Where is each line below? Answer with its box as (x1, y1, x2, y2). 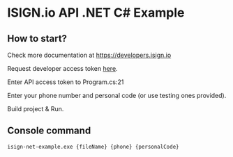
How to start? (7, 33, 68, 44)
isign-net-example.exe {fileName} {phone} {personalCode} (7, 143, 179, 150)
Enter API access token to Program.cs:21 (7, 78, 124, 86)
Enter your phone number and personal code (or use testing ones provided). (7, 92, 227, 99)
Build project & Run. (7, 105, 64, 113)
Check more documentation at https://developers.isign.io (7, 51, 172, 59)
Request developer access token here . (7, 65, 118, 72)
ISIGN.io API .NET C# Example (7, 5, 185, 21)
